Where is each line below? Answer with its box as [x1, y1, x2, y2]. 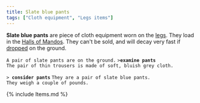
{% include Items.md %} [6, 90, 69, 98]
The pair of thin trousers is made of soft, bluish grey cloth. [6, 62, 174, 69]
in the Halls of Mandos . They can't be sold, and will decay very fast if [6, 38, 180, 45]
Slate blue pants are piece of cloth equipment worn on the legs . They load [6, 31, 194, 38]
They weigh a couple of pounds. [6, 80, 89, 86]
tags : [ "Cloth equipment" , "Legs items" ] [6, 15, 114, 21]
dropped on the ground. [6, 44, 67, 52]
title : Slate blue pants [6, 9, 70, 15]
